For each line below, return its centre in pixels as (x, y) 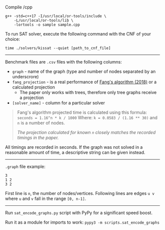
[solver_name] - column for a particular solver (58, 103)
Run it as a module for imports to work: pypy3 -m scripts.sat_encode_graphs (82, 222)
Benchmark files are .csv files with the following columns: (63, 62)
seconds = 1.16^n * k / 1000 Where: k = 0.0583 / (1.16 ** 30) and (87, 117)
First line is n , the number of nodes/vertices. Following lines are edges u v (80, 193)
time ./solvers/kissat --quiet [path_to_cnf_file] (58, 48)
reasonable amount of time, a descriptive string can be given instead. (75, 152)
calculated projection (34, 87)
